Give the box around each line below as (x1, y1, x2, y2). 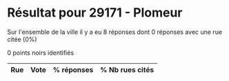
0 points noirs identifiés (7, 48, 74, 57)
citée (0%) (7, 35, 37, 43)
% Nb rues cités (99, 64, 154, 74)
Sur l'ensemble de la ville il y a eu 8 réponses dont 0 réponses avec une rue (7, 28, 223, 36)
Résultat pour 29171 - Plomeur (7, 5, 183, 21)
